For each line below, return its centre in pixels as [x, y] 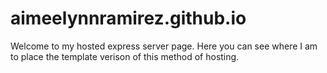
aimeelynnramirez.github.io [128, 18]
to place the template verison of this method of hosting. [125, 56]
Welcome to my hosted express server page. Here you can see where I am [164, 46]
